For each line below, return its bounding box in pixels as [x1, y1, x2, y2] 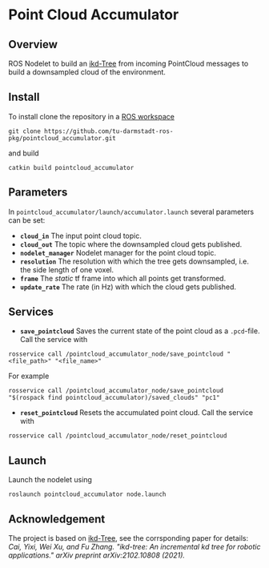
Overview [8, 38, 58, 51]
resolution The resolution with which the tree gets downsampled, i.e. [19, 256, 250, 266]
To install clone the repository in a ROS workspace [8, 111, 175, 121]
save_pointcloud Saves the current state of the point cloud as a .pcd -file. [19, 326, 260, 336]
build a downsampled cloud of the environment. [8, 67, 167, 77]
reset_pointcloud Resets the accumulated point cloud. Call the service [19, 408, 254, 417]
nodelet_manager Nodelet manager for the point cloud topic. [19, 248, 216, 257]
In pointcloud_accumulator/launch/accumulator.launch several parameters [8, 207, 255, 216]
